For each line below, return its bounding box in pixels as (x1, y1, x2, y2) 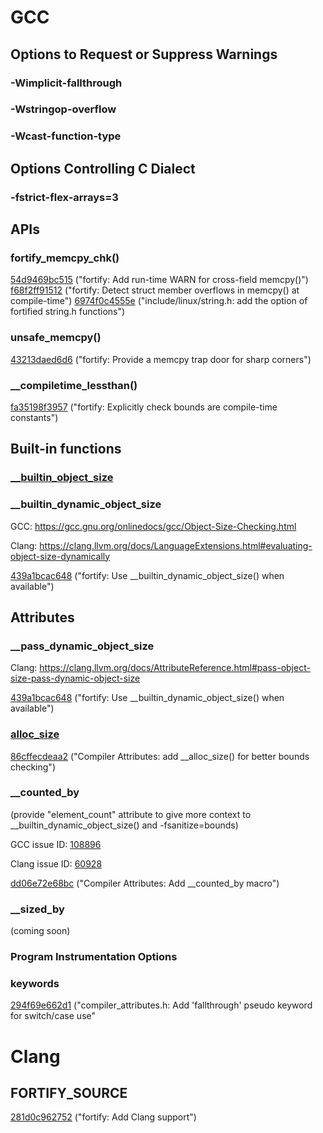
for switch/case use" (10, 1010, 97, 1022)
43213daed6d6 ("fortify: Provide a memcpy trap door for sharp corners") (10, 353, 312, 365)
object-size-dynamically (10, 550, 111, 562)
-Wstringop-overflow (10, 102, 117, 116)
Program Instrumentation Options (10, 950, 178, 964)
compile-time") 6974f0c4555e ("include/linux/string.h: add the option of (10, 295, 308, 307)
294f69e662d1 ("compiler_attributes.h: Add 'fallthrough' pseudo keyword (10, 999, 313, 1011)
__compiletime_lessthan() (10, 378, 138, 392)
